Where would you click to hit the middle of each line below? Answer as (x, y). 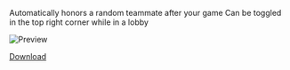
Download (28, 56)
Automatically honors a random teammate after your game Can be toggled (145, 13)
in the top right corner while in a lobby (79, 22)
